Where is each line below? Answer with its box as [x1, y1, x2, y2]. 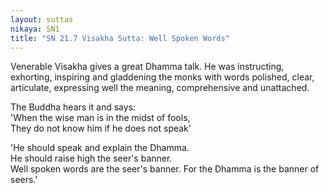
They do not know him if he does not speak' [10, 122, 192, 135]
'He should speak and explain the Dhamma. [10, 142, 190, 154]
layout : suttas [10, 14, 74, 25]
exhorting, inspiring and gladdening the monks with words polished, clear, [10, 71, 315, 83]
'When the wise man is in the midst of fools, [10, 112, 191, 124]
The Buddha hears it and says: [10, 101, 136, 113]
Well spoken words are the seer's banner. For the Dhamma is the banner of [10, 163, 320, 175]
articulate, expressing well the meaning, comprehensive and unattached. [10, 82, 310, 94]
